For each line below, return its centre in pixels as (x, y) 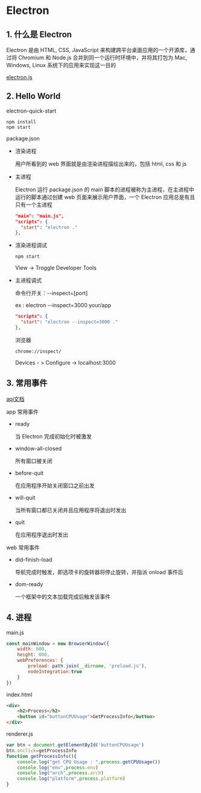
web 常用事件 (23, 547)
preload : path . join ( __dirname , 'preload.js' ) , (88, 666)
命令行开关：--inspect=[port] (51, 293)
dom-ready (29, 584)
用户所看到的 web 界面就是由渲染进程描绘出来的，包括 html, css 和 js (101, 163)
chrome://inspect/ (38, 351)
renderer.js (20, 734)
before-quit (29, 473)
